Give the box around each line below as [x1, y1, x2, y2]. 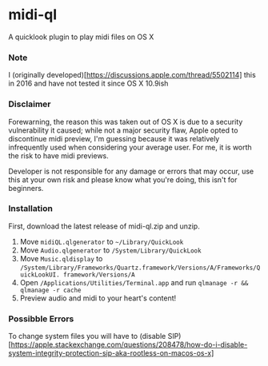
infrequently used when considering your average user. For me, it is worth [8, 142, 252, 152]
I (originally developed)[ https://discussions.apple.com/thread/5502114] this [8, 70, 256, 80]
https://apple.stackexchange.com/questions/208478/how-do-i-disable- [10, 340, 248, 349]
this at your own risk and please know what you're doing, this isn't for [8, 174, 238, 185]
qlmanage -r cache [19, 286, 82, 294]
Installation [8, 203, 54, 214]
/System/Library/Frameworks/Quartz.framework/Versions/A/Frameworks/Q [19, 264, 261, 272]
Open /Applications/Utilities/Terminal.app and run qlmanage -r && [19, 277, 249, 287]
